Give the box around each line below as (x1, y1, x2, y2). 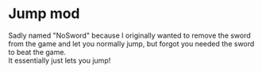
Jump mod (8, 5, 81, 23)
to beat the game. (8, 47, 66, 57)
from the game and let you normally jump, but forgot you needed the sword (8, 38, 255, 48)
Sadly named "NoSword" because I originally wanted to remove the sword (8, 31, 252, 40)
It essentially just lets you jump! (8, 56, 111, 65)
